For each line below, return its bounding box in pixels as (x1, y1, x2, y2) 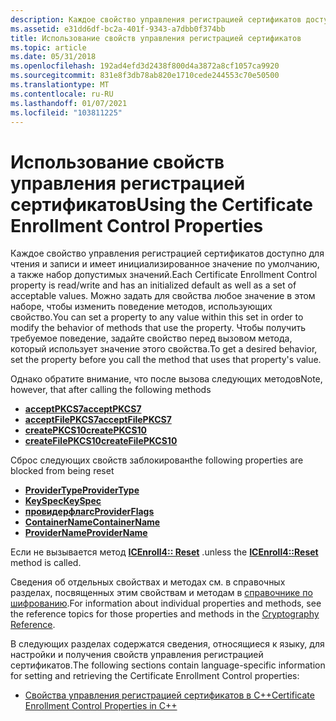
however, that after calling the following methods (10, 384, 212, 396)
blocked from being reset (10, 465, 115, 477)
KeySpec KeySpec (24, 495, 102, 507)
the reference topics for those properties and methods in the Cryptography (10, 608, 320, 620)
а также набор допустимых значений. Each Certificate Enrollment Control (10, 269, 318, 281)
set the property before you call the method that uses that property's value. (10, 354, 322, 366)
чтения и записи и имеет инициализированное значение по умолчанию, (10, 258, 320, 270)
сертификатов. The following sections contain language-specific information (10, 659, 326, 671)
